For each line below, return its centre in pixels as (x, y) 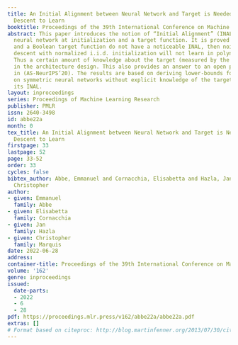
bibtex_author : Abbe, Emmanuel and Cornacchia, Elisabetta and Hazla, (114, 179)
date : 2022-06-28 (33, 251)
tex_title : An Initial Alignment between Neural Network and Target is (115, 132)
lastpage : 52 (27, 152)
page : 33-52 (25, 159)
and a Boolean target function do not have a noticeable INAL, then (117, 47)
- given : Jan (27, 225)
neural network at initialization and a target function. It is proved (122, 40)
